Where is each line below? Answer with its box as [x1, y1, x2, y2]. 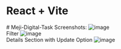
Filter [6, 30, 19, 37]
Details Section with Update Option [6, 36, 93, 43]
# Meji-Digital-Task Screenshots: [6, 24, 87, 31]
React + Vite [6, 4, 69, 18]
